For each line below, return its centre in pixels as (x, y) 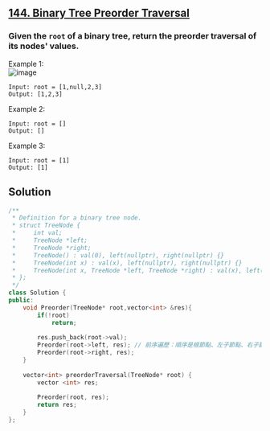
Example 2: (27, 109)
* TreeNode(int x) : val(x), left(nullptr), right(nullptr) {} (127, 263)
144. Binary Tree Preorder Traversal (99, 13)
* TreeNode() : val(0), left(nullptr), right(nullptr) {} (118, 255)
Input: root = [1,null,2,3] (55, 87)
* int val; (37, 233)
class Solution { (37, 293)
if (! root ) (53, 315)
